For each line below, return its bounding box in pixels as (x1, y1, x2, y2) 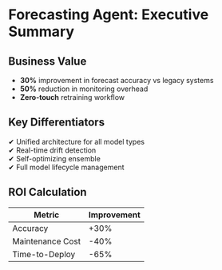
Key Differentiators (8, 116, 105, 129)
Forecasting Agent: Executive (8, 6, 209, 24)
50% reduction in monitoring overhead (19, 84, 149, 93)
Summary (8, 22, 74, 41)
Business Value (8, 54, 87, 68)
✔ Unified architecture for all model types (8, 137, 145, 146)
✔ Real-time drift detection (8, 145, 97, 155)
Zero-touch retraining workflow (19, 93, 125, 101)
